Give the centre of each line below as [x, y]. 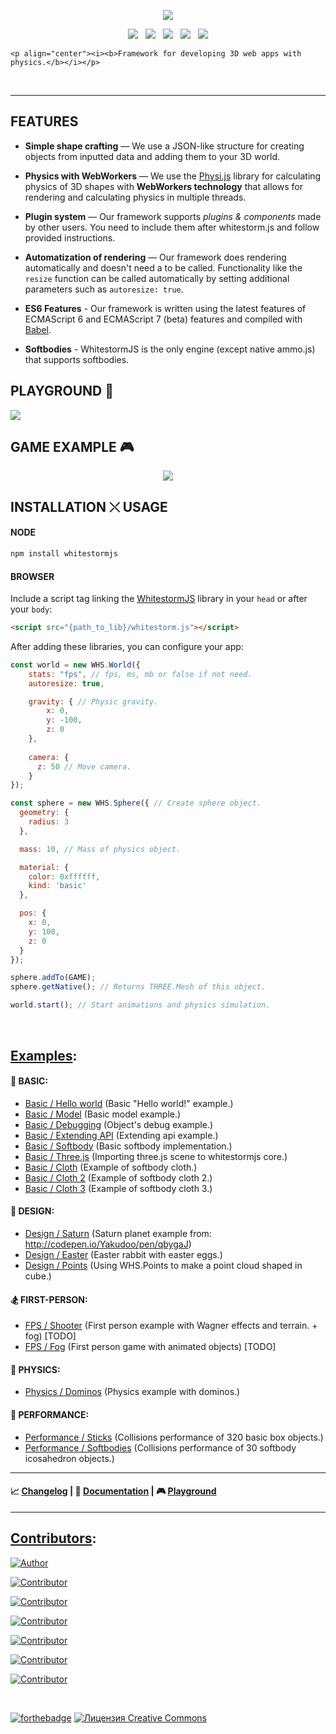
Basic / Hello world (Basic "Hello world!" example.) [129, 1103]
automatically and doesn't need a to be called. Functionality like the [163, 267]
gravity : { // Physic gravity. [93, 701]
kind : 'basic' [57, 886]
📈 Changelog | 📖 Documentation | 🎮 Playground [113, 1491]
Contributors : [53, 1538]
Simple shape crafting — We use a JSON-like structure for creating [164, 146]
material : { [44, 867]
